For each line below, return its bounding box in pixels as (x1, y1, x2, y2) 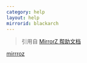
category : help (6, 9, 45, 15)
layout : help (6, 15, 40, 21)
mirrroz (6, 50, 25, 57)
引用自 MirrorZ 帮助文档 (21, 38, 81, 45)
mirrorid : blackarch (6, 20, 59, 26)
